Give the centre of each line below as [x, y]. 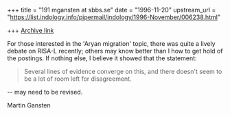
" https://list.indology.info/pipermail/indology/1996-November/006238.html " [114, 17]
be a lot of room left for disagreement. [78, 79]
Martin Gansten [29, 105]
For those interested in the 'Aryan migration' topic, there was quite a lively [111, 43]
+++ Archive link [31, 30]
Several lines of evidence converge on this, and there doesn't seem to [123, 72]
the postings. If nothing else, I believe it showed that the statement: [102, 58]
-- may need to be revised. [45, 92]
